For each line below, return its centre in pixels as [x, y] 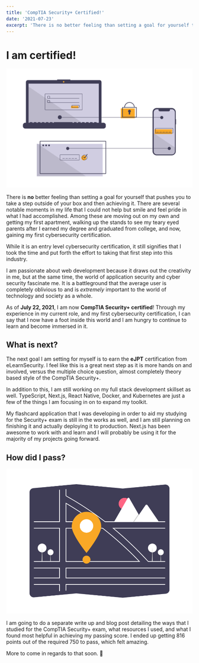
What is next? [32, 345]
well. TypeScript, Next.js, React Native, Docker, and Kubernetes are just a [96, 396]
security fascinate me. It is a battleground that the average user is [86, 283]
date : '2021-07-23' [30, 19]
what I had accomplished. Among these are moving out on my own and [93, 216]
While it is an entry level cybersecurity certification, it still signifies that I [94, 246]
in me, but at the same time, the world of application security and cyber [93, 277]
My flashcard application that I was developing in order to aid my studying [97, 413]
